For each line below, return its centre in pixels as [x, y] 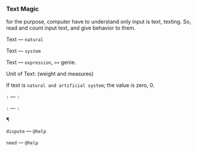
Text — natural [25, 40]
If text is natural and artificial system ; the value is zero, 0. [80, 85]
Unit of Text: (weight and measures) [50, 74]
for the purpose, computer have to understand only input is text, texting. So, [98, 22]
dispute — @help [26, 131]
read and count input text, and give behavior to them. [71, 28]
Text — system [24, 51]
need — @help [22, 143]
